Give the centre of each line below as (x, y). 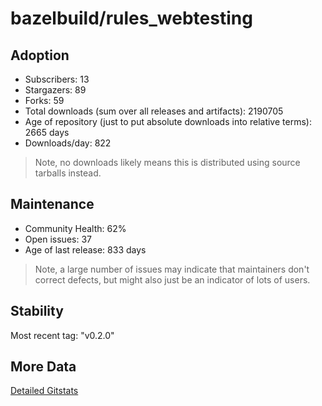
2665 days (47, 132)
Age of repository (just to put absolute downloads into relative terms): (168, 121)
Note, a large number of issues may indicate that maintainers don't (172, 269)
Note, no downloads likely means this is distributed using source (167, 162)
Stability (37, 311)
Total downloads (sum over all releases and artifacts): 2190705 (154, 111)
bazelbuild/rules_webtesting (131, 18)
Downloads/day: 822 (68, 143)
